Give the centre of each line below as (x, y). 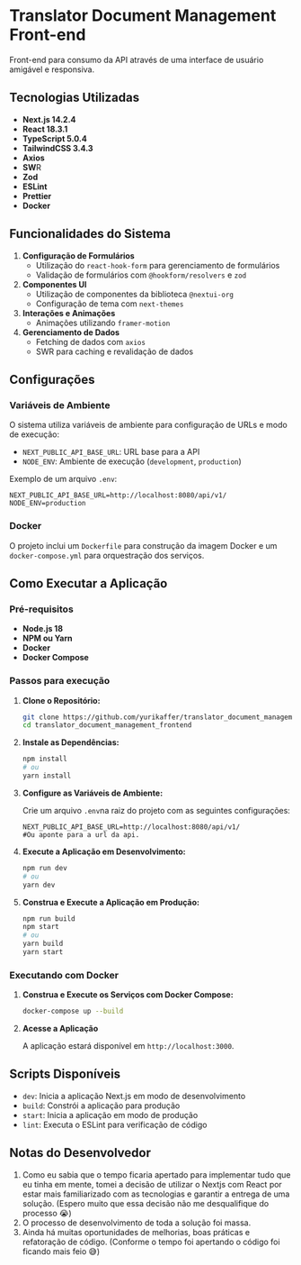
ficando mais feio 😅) (61, 1251)
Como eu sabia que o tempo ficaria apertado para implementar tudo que (156, 1174)
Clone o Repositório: (61, 700)
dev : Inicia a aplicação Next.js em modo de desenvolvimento (134, 1096)
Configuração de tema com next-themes (110, 304)
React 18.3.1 (45, 129)
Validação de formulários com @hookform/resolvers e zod (141, 275)
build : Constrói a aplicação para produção (101, 1106)
